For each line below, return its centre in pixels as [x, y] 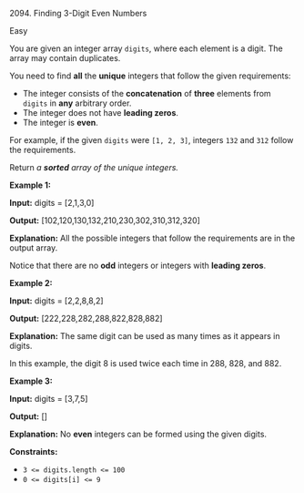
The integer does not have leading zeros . [101, 113]
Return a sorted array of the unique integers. [94, 167]
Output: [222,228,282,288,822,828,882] [86, 318]
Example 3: [31, 381]
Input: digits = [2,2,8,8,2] [56, 301]
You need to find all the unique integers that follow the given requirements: [150, 76]
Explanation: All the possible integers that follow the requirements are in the [152, 238]
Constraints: [34, 452]
